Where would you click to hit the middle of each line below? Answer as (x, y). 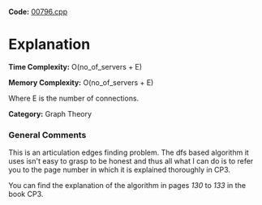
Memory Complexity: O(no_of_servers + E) (81, 82)
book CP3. (26, 194)
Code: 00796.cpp (38, 12)
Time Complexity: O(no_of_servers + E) (75, 66)
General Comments (47, 135)
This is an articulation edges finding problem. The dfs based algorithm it (129, 152)
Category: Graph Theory (50, 113)
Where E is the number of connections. (74, 98)
